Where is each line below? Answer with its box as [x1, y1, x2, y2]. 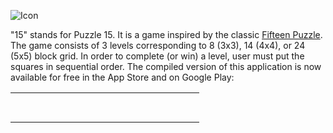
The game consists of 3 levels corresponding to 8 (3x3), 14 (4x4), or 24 [10, 40, 306, 51]
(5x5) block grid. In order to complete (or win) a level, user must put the [10, 50, 305, 62]
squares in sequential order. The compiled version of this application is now [10, 61, 322, 72]
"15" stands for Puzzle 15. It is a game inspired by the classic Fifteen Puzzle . [10, 29, 323, 40]
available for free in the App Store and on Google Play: [10, 71, 235, 83]
